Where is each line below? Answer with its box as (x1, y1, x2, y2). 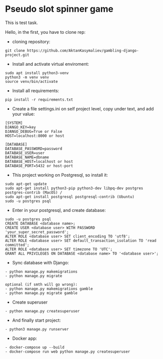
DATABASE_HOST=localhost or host (5, 159, 73, 164)
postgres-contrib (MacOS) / (5, 190, 63, 195)
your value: (12, 111, 35, 117)
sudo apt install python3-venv (5, 70, 69, 76)
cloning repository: (12, 38, 50, 45)
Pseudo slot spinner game (5, 3, 114, 15)
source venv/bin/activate (5, 79, 58, 84)
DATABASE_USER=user (5, 151, 45, 155)
